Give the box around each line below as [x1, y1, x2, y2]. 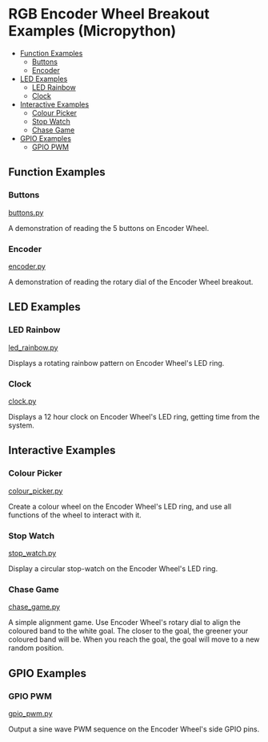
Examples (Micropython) [8, 22, 177, 40]
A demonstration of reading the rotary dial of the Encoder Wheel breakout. [8, 277, 254, 286]
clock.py [8, 396, 37, 406]
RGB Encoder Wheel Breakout [8, 5, 210, 23]
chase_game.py [8, 602, 61, 612]
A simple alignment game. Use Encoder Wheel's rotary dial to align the [8, 618, 242, 627]
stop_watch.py [8, 548, 57, 558]
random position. [8, 643, 64, 653]
